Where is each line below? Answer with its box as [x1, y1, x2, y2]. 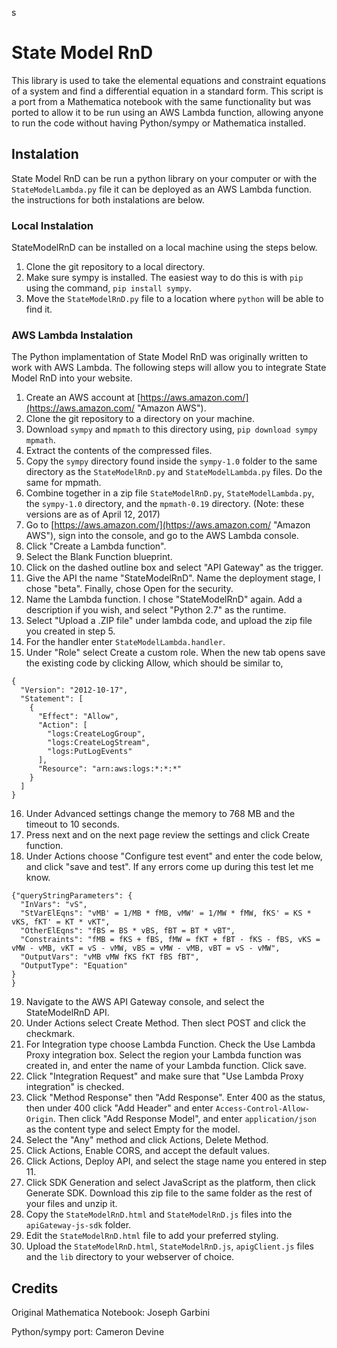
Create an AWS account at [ [25, 392, 141, 404]
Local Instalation [11, 218, 94, 232]
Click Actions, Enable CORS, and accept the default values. [25, 1145, 271, 1157]
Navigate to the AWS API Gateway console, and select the [25, 996, 265, 1008]
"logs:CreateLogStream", [47, 738, 151, 748]
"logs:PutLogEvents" [47, 747, 133, 757]
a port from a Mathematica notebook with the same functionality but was [11, 95, 312, 107]
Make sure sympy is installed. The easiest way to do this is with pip [25, 272, 304, 284]
